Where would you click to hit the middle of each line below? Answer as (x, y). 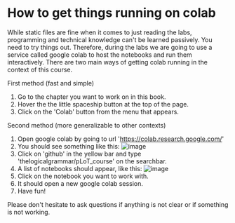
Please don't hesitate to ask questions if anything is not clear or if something (118, 204)
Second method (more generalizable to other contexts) (87, 125)
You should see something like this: (68, 146)
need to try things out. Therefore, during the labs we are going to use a (110, 47)
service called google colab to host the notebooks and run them (100, 55)
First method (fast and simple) (51, 83)
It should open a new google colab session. (80, 183)
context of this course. (40, 69)
